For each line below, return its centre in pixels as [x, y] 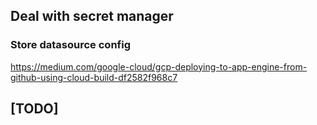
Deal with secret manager [92, 16]
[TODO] [34, 109]
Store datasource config [70, 45]
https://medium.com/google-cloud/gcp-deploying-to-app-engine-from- [159, 66]
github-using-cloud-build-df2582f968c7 [94, 77]
